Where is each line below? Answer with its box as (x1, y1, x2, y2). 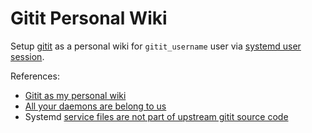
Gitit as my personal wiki (24, 89, 127, 101)
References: (10, 70, 60, 82)
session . (10, 50, 45, 62)
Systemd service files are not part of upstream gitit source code (24, 110, 289, 122)
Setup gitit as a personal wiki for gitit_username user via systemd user (10, 40, 302, 52)
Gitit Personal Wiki (10, 7, 168, 30)
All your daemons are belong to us (24, 100, 167, 112)
